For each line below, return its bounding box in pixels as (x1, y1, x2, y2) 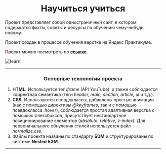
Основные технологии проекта (43, 75, 123, 82)
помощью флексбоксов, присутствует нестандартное (12, 113, 126, 119)
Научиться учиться (41, 3, 125, 14)
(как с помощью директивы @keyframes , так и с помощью (12, 102, 137, 108)
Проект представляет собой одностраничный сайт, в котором (5, 19, 137, 25)
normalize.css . (12, 128, 43, 134)
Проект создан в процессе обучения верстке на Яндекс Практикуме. (5, 39, 152, 45)
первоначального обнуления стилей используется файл (12, 123, 131, 129)
